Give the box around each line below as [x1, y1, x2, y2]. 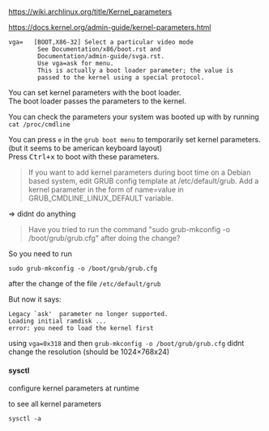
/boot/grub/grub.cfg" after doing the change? [28, 234, 181, 243]
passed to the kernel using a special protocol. [37, 74, 205, 82]
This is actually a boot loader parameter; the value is [37, 66, 233, 74]
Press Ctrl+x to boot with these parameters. [8, 152, 160, 161]
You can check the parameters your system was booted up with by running [8, 112, 259, 121]
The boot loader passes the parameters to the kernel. [8, 96, 186, 106]
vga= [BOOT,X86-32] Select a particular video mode [8, 38, 194, 46]
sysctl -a [8, 415, 42, 423]
